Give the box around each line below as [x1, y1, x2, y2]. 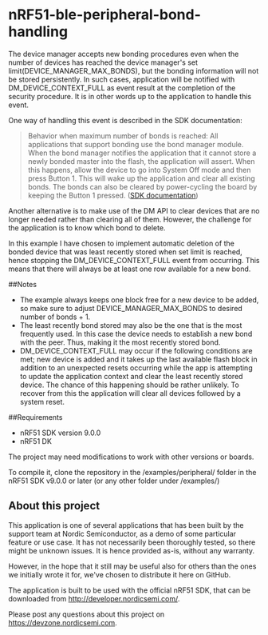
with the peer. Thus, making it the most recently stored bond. [19, 337, 221, 347]
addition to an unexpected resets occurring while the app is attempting [19, 362, 253, 373]
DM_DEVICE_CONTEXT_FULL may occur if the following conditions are [19, 345, 253, 355]
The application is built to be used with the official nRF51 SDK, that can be [8, 585, 251, 595]
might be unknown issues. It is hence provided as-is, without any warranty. [8, 545, 255, 555]
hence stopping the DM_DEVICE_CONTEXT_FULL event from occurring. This [8, 255, 260, 265]
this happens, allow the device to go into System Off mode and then [27, 165, 251, 174]
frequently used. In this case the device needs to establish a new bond [19, 329, 253, 338]
